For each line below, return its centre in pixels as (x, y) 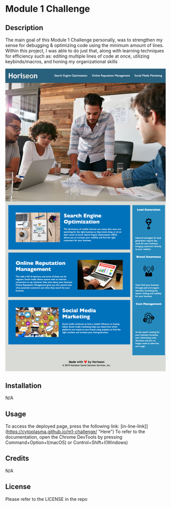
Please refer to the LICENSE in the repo (46, 499)
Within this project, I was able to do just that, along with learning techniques (85, 51)
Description (24, 28)
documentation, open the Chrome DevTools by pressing (64, 437)
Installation (23, 385)
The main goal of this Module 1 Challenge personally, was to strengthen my (84, 40)
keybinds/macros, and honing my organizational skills (62, 61)
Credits (17, 458)
